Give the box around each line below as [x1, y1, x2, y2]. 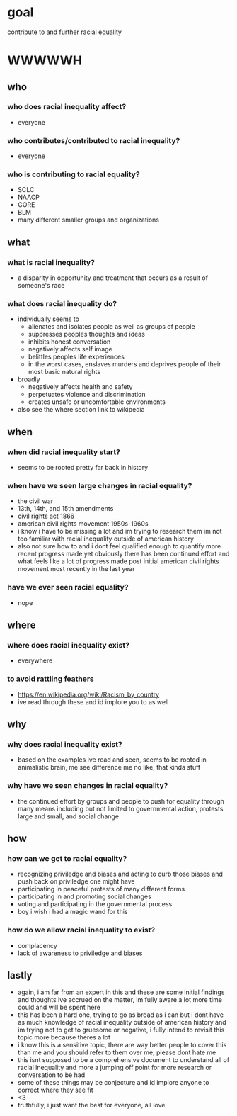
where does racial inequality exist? [7, 640, 129, 650]
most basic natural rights [28, 368, 101, 376]
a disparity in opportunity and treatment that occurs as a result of [17, 274, 209, 282]
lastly [7, 969, 33, 981]
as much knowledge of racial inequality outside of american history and [17, 1018, 226, 1027]
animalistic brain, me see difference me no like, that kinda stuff [17, 763, 201, 772]
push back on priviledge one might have [17, 877, 135, 886]
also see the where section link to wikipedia [17, 405, 145, 414]
